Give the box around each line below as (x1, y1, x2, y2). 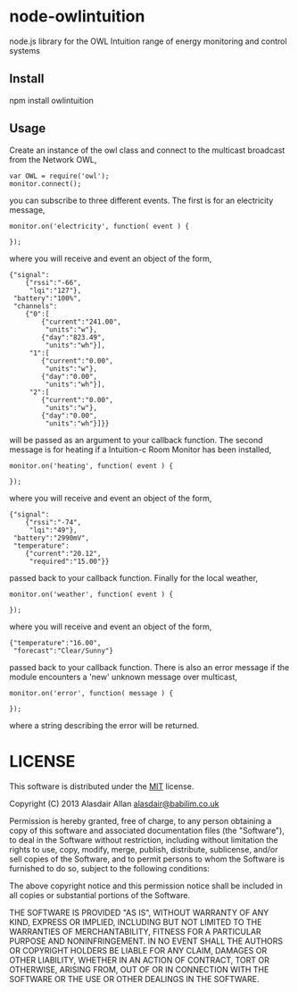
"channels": (12, 301, 58, 310)
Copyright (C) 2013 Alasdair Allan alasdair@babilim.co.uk (9, 798, 219, 809)
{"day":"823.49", (41, 332, 105, 341)
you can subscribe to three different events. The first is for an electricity (9, 195, 274, 206)
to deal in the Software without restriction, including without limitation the (9, 834, 278, 845)
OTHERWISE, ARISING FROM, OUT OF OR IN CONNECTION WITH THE (9, 963, 269, 975)
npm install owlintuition (9, 95, 94, 105)
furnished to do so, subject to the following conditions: (9, 862, 210, 873)
